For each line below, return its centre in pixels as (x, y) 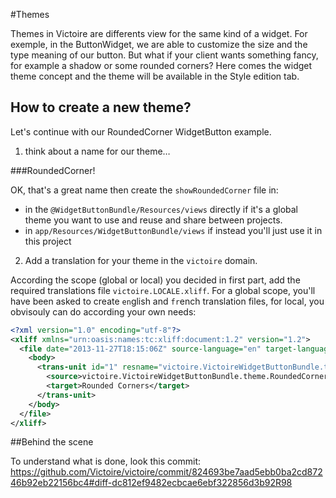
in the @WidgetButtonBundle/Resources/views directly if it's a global (161, 209)
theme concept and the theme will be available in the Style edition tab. (155, 76)
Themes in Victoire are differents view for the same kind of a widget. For (159, 33)
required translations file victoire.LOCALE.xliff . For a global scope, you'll (163, 290)
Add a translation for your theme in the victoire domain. (141, 260)
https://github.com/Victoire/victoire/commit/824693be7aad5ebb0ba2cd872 (166, 472)
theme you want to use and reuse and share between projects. (153, 220)
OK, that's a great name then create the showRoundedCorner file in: (144, 190)
